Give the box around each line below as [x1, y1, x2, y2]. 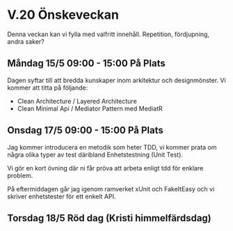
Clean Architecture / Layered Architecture [17, 97, 137, 105]
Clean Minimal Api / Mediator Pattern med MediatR [17, 104, 163, 113]
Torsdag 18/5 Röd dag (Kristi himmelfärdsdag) [7, 212, 212, 224]
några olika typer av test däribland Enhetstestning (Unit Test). [7, 150, 183, 159]
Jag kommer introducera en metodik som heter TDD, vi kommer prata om [7, 143, 217, 151]
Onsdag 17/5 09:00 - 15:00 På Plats [7, 125, 163, 136]
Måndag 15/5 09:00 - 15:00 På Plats [7, 58, 166, 70]
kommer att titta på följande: [7, 83, 88, 92]
